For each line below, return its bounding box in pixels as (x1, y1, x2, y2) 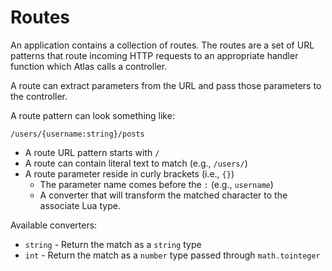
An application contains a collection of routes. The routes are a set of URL (10, 39, 315, 51)
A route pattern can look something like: (10, 109, 175, 121)
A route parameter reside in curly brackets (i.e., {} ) (24, 167, 235, 180)
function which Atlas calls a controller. (10, 60, 168, 72)
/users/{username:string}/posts (10, 129, 145, 139)
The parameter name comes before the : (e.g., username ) (39, 178, 274, 190)
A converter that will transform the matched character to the (39, 189, 288, 201)
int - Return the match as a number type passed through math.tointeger (24, 249, 321, 261)
